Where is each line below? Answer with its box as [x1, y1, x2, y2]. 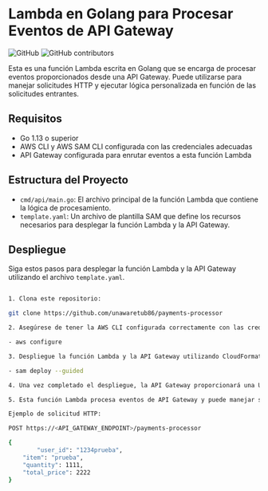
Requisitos [8, 112, 62, 126]
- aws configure [8, 338, 62, 346]
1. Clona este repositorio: [8, 295, 102, 303]
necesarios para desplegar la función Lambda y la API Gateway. [19, 220, 230, 230]
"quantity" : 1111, [22, 461, 84, 469]
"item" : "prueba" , [22, 454, 84, 462]
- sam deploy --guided [8, 367, 84, 375]
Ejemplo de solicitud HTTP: [8, 410, 102, 418]
